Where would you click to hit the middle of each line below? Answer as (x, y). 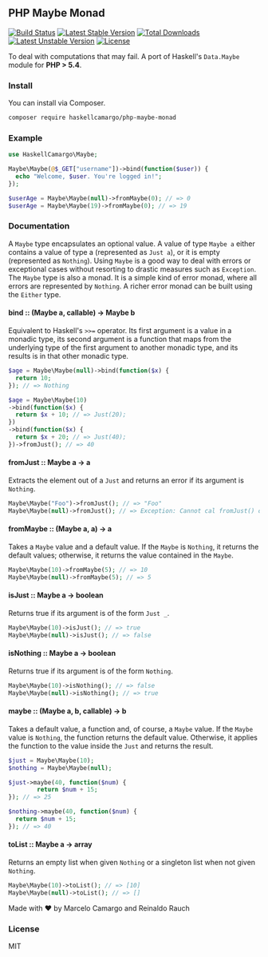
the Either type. (35, 294)
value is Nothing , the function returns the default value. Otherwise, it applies (133, 737)
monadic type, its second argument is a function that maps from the (120, 340)
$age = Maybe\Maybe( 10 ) (48, 400)
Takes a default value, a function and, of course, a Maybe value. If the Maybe (131, 729)
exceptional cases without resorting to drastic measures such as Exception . (132, 269)
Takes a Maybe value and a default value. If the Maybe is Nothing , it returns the (134, 546)
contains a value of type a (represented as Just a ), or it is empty (114, 252)
